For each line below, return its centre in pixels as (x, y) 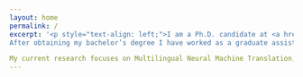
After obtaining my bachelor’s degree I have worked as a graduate (139, 43)
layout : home (34, 17)
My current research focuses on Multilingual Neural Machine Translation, (153, 59)
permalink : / (34, 26)
